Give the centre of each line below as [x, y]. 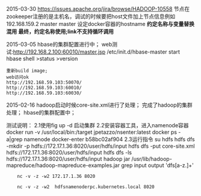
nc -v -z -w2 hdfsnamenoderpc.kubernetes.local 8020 [86, 187]
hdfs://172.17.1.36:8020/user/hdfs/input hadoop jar [68, 159]
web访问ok [17, 77]
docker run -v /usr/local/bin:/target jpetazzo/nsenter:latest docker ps [92, 132]
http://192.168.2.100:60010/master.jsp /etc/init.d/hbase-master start [97, 52]
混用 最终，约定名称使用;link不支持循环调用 [60, 31]
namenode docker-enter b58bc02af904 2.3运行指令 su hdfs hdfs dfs [109, 139]
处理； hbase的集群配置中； [41, 112]
